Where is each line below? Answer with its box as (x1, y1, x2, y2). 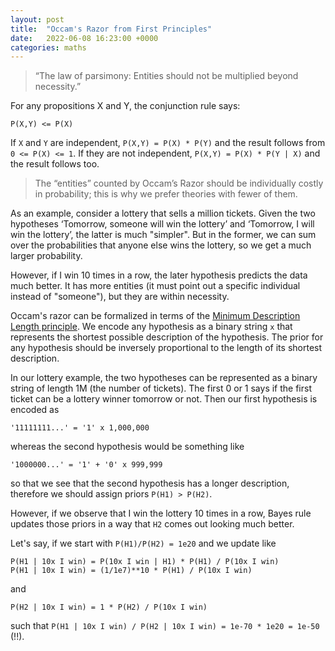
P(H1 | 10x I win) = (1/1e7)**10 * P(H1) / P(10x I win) (10, 566, 253, 576)
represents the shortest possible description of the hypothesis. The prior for (10, 331, 324, 343)
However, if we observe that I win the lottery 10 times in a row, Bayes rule (10, 507, 312, 520)
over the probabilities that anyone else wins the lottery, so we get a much (10, 239, 312, 251)
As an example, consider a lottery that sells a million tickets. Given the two (10, 207, 316, 220)
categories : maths (10, 42, 87, 53)
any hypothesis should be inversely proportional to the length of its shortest (10, 342, 323, 354)
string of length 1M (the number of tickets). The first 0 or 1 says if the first (10, 382, 312, 395)
